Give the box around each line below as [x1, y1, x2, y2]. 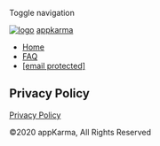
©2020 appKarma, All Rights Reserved [9, 127, 152, 137]
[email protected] [21, 61, 86, 71]
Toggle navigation [9, 8, 76, 18]
